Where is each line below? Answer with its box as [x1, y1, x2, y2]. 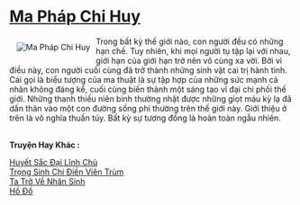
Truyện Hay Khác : [9, 139, 80, 150]
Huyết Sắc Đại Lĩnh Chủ [9, 156, 98, 167]
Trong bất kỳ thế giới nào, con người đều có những [95, 36, 284, 47]
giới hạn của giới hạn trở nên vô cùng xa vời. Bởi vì [95, 55, 282, 66]
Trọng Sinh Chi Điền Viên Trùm [9, 166, 124, 177]
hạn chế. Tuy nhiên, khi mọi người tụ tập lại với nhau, [95, 45, 291, 56]
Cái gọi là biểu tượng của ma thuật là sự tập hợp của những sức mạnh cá [9, 74, 278, 85]
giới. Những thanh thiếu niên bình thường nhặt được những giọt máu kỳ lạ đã [9, 93, 292, 104]
